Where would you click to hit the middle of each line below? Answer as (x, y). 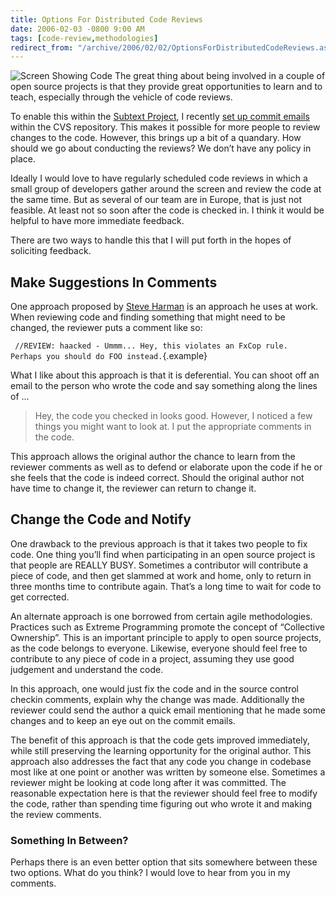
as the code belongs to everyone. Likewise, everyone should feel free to (159, 648)
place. (23, 159)
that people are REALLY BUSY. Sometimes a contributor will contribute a (159, 565)
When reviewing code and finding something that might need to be (148, 317)
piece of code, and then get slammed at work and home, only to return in (161, 575)
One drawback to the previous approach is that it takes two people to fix (159, 543)
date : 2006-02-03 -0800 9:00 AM (77, 29)
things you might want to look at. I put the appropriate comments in (173, 427)
